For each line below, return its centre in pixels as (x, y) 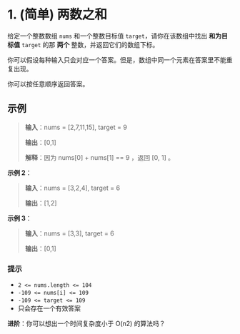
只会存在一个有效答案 (49, 308)
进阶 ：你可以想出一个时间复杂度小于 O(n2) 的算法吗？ (86, 324)
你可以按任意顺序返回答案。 (48, 83)
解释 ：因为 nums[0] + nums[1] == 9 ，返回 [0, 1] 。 (100, 157)
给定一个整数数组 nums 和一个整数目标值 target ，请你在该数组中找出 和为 (115, 36)
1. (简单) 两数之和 (57, 15)
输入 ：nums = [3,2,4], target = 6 (72, 188)
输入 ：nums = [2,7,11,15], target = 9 (76, 127)
